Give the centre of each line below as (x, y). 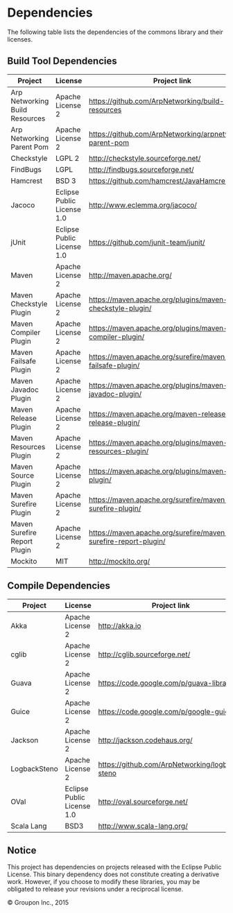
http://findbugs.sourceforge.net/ (141, 169)
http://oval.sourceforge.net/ (143, 801)
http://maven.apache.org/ (130, 275)
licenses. (20, 39)
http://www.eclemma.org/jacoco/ (143, 205)
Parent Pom (30, 147)
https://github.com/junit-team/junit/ (147, 242)
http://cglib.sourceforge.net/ (144, 654)
